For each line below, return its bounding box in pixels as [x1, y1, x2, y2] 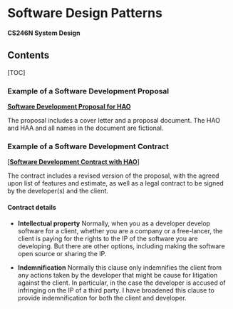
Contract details [7, 203, 57, 211]
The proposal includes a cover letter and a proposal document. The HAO [7, 116, 221, 125]
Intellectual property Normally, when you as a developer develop [17, 219, 211, 228]
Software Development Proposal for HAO [7, 102, 131, 111]
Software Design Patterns [7, 5, 162, 21]
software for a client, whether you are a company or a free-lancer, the [17, 226, 223, 235]
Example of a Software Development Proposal [7, 86, 170, 96]
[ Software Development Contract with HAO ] [7, 158, 140, 166]
